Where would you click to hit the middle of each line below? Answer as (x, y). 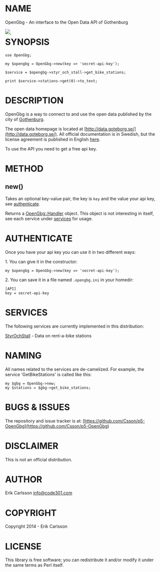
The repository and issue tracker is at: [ (45, 421)
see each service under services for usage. (49, 218)
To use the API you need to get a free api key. (51, 149)
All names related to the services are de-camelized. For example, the (75, 369)
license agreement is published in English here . (53, 139)
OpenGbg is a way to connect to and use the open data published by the (79, 114)
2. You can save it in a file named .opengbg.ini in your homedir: (69, 280)
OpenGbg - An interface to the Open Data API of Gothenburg (67, 22)
